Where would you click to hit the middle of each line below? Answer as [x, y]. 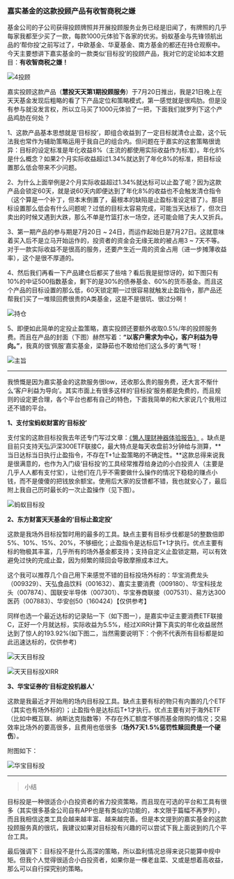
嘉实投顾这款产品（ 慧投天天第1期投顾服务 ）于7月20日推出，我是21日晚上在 [115, 92]
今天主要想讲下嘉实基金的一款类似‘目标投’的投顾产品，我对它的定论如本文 [112, 54]
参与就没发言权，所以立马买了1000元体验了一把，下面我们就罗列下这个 [115, 109]
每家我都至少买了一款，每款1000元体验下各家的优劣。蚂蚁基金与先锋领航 [112, 36]
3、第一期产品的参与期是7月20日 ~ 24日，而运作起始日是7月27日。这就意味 [116, 232]
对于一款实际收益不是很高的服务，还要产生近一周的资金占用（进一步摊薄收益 [117, 249]
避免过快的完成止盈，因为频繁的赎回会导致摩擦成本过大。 [89, 560]
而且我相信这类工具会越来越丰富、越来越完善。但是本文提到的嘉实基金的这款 [117, 819]
